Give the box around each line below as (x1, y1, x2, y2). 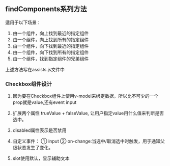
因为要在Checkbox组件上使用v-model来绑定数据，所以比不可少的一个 (12, 93, 159, 99)
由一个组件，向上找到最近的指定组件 (12, 30, 89, 36)
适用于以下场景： (5, 19, 41, 25)
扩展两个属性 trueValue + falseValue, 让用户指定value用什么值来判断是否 (12, 110, 164, 116)
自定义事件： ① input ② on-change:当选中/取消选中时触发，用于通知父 (12, 138, 165, 144)
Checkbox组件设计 (5, 80, 52, 88)
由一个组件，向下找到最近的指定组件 (12, 43, 89, 49)
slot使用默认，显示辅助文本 (12, 155, 70, 161)
